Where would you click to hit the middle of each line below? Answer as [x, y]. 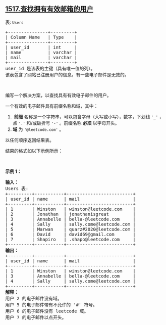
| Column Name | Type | [41, 37]
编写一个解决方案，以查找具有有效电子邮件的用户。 [58, 95]
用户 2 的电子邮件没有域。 [34, 298]
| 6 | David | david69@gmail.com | [71, 234]
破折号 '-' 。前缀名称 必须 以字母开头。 [78, 123]
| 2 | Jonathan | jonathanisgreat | [71, 214]
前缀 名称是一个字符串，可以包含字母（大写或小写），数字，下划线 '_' [86, 117]
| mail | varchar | [41, 57]
